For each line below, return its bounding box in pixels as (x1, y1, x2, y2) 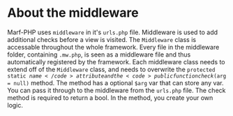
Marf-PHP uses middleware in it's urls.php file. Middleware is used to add (7, 28, 218, 36)
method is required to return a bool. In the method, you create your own (7, 93, 213, 102)
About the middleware (7, 5, 139, 21)
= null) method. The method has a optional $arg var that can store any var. (7, 78, 225, 87)
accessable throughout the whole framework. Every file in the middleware (7, 43, 220, 51)
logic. (7, 101, 23, 109)
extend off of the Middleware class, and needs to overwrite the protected (7, 65, 216, 73)
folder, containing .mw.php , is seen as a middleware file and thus (7, 50, 191, 59)
